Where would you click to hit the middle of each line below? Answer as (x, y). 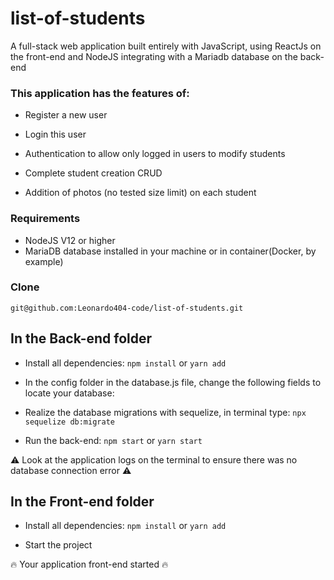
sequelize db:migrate (69, 422)
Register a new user (66, 115)
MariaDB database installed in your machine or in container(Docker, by (170, 251)
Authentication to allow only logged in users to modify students (155, 154)
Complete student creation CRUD (93, 173)
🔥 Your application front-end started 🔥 (89, 564)
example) (44, 261)
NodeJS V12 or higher (70, 240)
